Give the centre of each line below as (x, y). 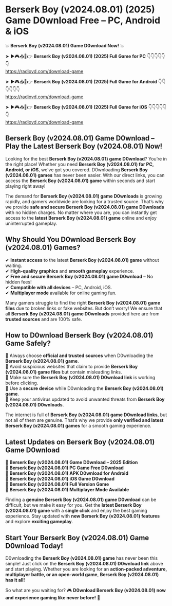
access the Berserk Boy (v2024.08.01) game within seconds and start (80, 181)
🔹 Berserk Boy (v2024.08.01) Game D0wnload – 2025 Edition (72, 462)
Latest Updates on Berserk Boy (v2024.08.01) (80, 442)
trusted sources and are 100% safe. (44, 319)
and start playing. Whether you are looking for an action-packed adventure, (86, 569)
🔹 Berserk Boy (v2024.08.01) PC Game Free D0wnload (65, 468)
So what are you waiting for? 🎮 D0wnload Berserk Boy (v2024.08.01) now (85, 590)
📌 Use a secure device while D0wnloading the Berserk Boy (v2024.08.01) (84, 388)
